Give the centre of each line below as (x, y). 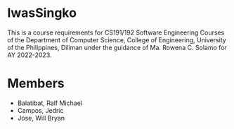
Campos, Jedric (40, 110)
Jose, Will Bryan (41, 118)
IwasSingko (42, 13)
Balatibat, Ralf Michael (50, 103)
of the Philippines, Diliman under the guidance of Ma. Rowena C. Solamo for (117, 47)
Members (36, 84)
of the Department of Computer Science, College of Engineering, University (117, 39)
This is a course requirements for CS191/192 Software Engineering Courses (116, 32)
